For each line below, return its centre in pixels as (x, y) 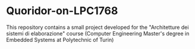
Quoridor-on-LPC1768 (62, 11)
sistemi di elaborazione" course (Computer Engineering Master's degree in (98, 33)
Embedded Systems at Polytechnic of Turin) (60, 40)
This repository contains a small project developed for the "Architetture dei (97, 27)
